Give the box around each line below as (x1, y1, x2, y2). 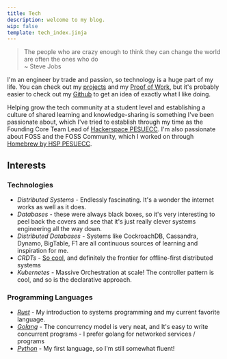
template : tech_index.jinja (7, 29, 88, 36)
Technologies (7, 180, 53, 189)
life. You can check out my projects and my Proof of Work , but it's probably (7, 83, 219, 91)
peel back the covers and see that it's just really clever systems (16, 217, 196, 226)
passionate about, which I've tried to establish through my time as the (7, 118, 204, 127)
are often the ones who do (23, 55, 98, 64)
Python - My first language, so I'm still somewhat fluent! (16, 345, 175, 353)
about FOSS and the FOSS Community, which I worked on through (7, 133, 194, 141)
